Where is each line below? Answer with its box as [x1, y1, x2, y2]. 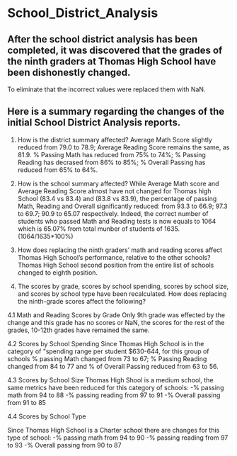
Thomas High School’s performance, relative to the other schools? [17, 253, 211, 261]
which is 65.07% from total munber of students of [17, 224, 163, 233]
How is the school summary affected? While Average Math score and [17, 179, 219, 188]
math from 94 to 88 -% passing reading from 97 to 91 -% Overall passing [7, 391, 221, 399]
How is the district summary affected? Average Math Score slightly [17, 135, 212, 144]
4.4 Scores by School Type [7, 412, 86, 421]
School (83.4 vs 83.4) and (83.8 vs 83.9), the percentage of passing [17, 194, 217, 203]
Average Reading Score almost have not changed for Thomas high [17, 186, 212, 195]
